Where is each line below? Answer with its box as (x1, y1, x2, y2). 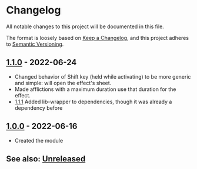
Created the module (14, 137, 64, 144)
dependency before (14, 104, 63, 111)
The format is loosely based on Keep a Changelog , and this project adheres (6, 34, 189, 41)
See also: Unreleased (6, 154, 86, 164)
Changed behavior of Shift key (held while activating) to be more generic (14, 73, 191, 80)
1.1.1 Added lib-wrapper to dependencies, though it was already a (14, 98, 172, 105)
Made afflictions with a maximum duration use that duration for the (14, 86, 176, 93)
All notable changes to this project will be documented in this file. (6, 23, 165, 30)
